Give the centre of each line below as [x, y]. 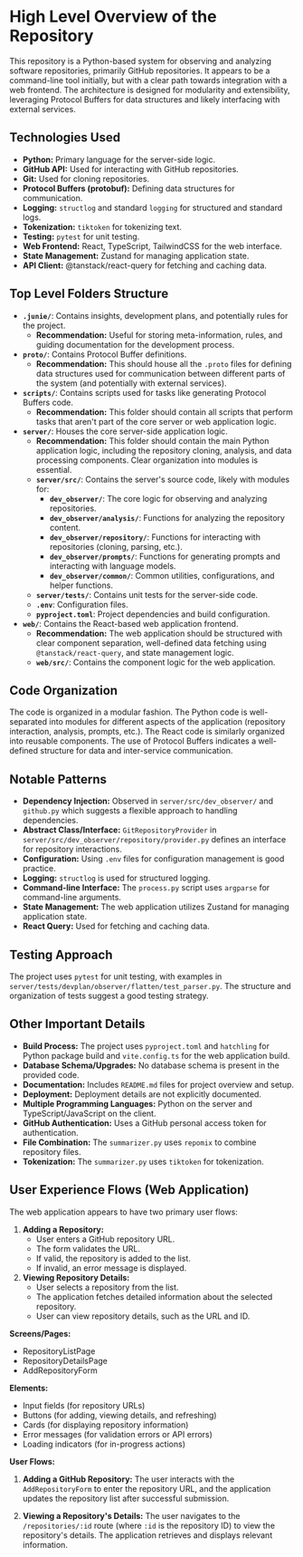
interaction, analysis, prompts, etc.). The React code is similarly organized [147, 732]
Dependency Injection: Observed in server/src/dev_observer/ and [148, 801]
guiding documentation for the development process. [135, 344]
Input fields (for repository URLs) [84, 1405]
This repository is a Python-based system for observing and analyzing [141, 61]
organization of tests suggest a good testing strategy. [109, 995]
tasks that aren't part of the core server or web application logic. [156, 421]
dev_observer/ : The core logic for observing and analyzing [158, 498]
